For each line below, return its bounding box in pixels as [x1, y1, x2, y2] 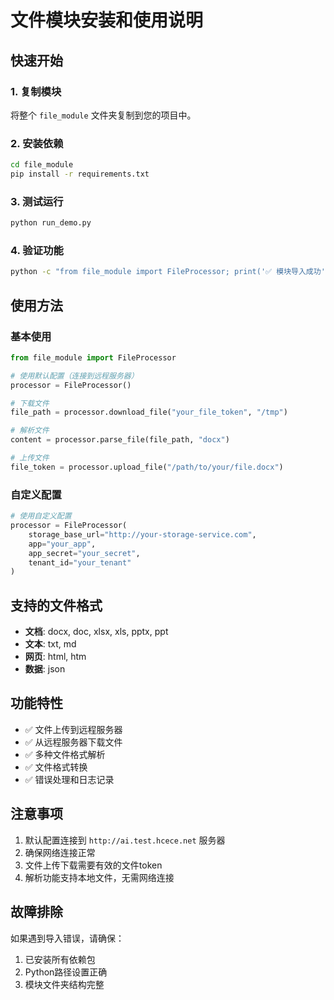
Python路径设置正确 [24, 966, 108, 978]
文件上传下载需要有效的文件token [24, 859, 163, 871]
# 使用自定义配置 [10, 511, 72, 521]
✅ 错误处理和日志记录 [24, 773, 115, 785]
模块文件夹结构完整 [24, 978, 105, 990]
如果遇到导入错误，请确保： [10, 932, 125, 944]
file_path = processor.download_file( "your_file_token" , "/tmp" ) [10, 407, 288, 418]
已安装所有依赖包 [24, 953, 96, 965]
